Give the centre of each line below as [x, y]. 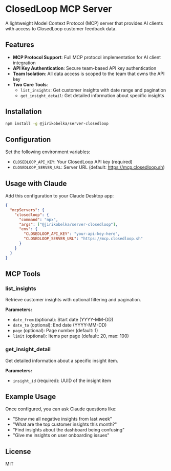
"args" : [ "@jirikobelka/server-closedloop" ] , [68, 224]
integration [24, 63]
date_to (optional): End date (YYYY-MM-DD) [60, 325]
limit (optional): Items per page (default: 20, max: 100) [71, 336]
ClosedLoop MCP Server [59, 9]
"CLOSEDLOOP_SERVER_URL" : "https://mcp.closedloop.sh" [83, 239]
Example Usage [31, 396]
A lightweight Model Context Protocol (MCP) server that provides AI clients [84, 23]
